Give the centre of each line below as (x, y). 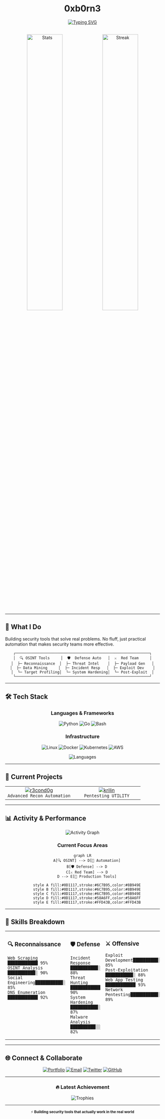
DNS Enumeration (27, 993)
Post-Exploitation (127, 970)
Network (114, 990)
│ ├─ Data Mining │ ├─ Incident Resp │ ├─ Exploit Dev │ (82, 668)
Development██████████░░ (134, 960)
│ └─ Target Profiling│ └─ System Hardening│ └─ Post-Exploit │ (82, 672)
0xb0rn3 (82, 9)
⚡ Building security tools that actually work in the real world (82, 1112)
